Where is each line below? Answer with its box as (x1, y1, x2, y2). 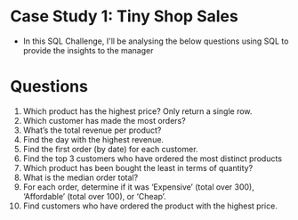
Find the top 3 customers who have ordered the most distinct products (22, 153, 283, 164)
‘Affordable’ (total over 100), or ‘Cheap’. (22, 191, 167, 201)
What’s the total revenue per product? (22, 125, 162, 135)
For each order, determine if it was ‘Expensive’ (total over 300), (22, 181, 254, 192)
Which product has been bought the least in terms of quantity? (22, 162, 254, 173)
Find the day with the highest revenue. (22, 134, 164, 144)
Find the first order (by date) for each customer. (22, 143, 198, 154)
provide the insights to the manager (22, 45, 154, 55)
